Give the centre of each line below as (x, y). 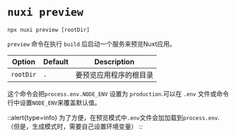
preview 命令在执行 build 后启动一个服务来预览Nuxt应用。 (92, 44)
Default (56, 61)
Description (114, 61)
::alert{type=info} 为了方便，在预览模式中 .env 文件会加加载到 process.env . (114, 117)
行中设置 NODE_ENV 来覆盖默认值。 (54, 102)
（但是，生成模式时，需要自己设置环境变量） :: (75, 126)
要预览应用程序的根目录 (114, 75)
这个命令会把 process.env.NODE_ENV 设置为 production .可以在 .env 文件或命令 (118, 93)
